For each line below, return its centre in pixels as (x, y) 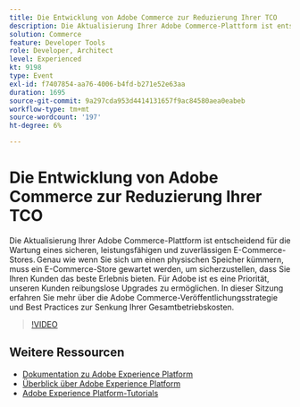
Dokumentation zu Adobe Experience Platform (108, 374)
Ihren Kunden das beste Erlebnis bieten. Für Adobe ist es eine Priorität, (139, 278)
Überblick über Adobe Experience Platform (101, 383)
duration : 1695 (37, 92)
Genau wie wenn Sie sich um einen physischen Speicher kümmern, (160, 259)
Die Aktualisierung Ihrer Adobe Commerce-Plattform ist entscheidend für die (150, 240)
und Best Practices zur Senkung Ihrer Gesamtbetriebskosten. (122, 307)
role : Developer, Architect (62, 51)
